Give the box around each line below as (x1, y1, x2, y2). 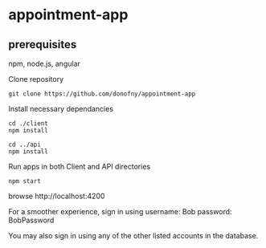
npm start (8, 177, 42, 185)
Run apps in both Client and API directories (8, 162, 151, 171)
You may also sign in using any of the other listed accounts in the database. (8, 231, 259, 240)
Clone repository (8, 75, 64, 83)
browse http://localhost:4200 (8, 191, 105, 201)
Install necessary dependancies (8, 104, 114, 113)
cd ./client (8, 120, 48, 128)
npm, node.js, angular (8, 59, 80, 68)
